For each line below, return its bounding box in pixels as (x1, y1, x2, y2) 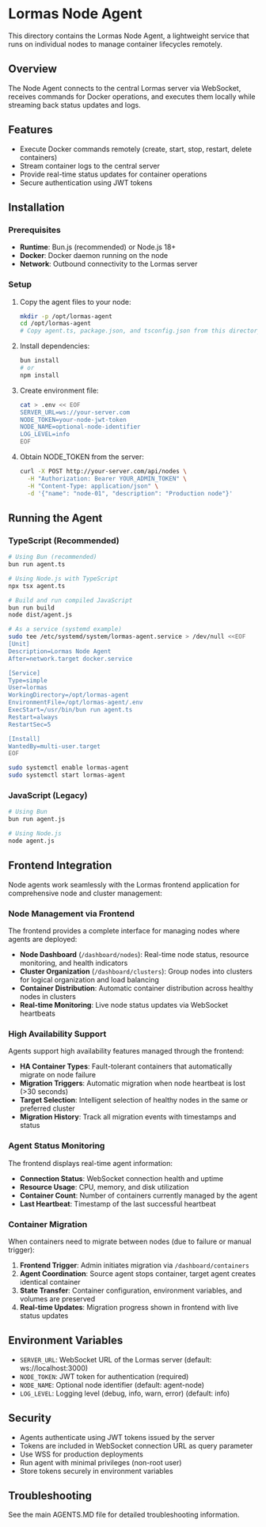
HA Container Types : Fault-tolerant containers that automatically (19, 1062, 233, 1071)
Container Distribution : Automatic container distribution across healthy (19, 983, 253, 993)
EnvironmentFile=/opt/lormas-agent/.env (8, 698, 144, 707)
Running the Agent (8, 511, 103, 525)
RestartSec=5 (8, 720, 51, 728)
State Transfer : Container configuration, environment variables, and (19, 1286, 243, 1295)
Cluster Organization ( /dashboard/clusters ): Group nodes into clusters (19, 967, 253, 976)
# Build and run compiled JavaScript (8, 596, 133, 604)
